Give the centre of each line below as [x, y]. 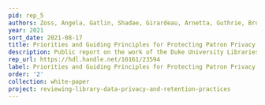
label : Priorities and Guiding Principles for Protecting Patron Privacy [132, 67]
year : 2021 [26, 30]
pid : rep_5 [26, 15]
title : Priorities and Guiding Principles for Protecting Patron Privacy [132, 45]
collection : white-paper [49, 81]
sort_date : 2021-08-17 [45, 37]
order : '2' [26, 74]
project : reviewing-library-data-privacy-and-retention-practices [119, 89]
